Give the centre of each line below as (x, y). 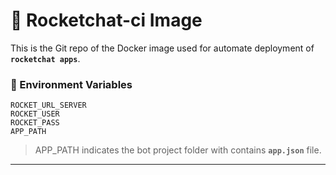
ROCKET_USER (35, 114)
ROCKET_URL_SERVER (48, 105)
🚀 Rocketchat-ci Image (106, 20)
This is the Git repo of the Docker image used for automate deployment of (162, 48)
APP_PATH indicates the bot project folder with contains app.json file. (178, 150)
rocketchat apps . (45, 58)
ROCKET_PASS (35, 123)
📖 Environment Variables (71, 84)
